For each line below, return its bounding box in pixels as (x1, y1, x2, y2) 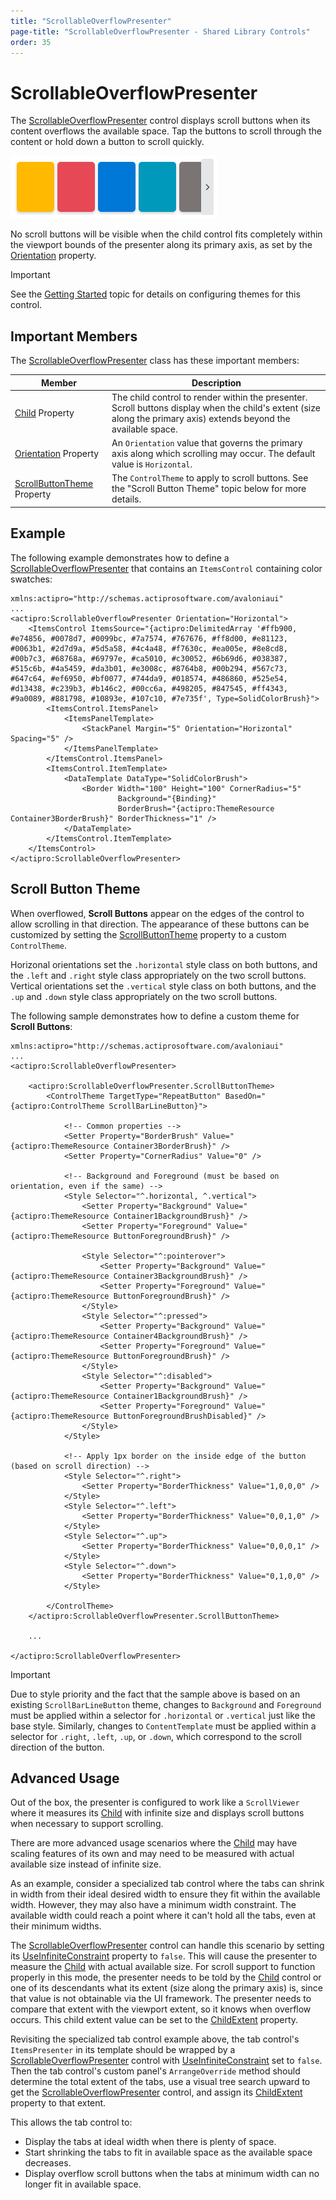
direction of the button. (10, 1741, 105, 1753)
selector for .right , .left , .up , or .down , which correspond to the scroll (10, 1730, 302, 1742)
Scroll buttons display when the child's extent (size (111, 401, 321, 414)
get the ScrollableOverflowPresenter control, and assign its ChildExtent (10, 2086, 303, 2099)
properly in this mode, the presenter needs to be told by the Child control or (10, 1971, 322, 1984)
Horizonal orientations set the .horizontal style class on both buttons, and (10, 958, 318, 970)
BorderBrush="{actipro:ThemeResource (117, 803, 275, 814)
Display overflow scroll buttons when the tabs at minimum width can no (24, 2168, 320, 2180)
